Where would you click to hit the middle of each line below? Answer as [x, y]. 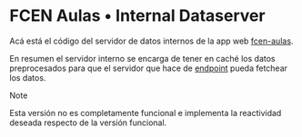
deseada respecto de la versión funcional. [88, 122]
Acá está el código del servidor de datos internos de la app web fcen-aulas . [151, 41]
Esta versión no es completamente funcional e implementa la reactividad [146, 113]
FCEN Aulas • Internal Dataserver [137, 16]
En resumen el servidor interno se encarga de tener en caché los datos [142, 58]
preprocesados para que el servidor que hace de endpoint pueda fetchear [149, 68]
